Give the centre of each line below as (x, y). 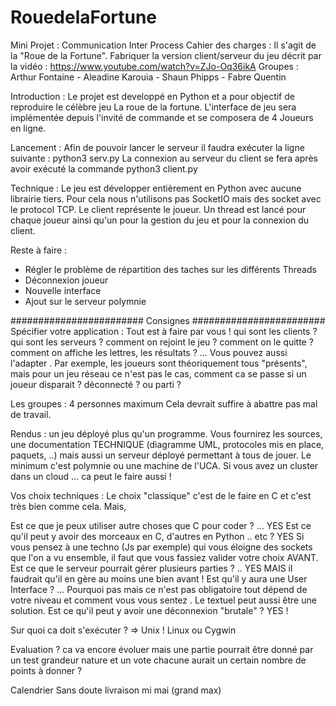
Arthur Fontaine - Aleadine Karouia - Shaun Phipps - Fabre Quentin (148, 77)
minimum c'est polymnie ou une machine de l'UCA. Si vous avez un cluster (164, 465)
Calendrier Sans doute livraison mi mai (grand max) (116, 690)
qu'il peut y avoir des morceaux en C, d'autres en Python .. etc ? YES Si (157, 536)
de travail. (31, 414)
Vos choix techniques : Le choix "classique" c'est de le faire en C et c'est (161, 495)
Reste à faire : (39, 250)
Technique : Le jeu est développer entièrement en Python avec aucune (156, 188)
